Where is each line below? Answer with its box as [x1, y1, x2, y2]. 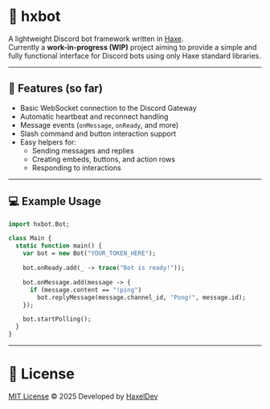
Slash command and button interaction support [19, 129, 177, 138]
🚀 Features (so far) [8, 82, 103, 96]
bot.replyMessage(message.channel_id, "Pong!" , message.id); [37, 293, 247, 301]
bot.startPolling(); [22, 315, 92, 324]
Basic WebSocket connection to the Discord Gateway [19, 103, 197, 112]
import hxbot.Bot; [8, 220, 70, 228]
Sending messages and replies [31, 145, 134, 155]
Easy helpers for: [19, 137, 76, 147]
